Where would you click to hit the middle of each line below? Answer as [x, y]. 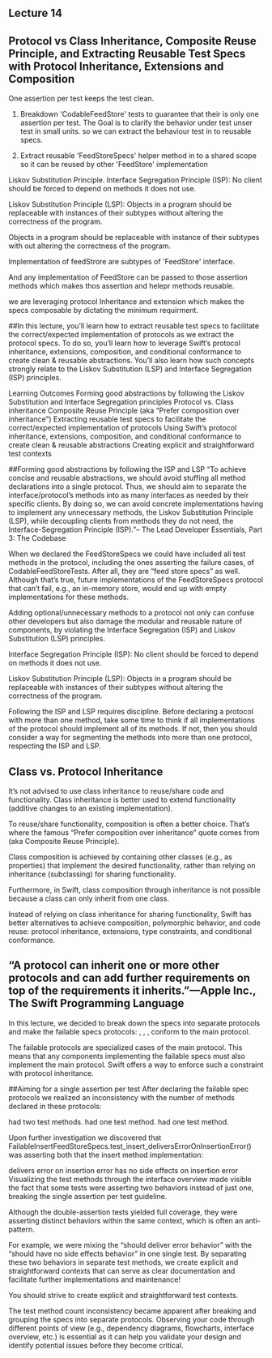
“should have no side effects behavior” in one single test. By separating [127, 1253]
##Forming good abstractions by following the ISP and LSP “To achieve [127, 469]
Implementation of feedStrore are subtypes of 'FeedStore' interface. [122, 262]
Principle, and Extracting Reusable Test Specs [127, 53]
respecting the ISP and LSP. [55, 746]
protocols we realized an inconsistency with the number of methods [121, 1097]
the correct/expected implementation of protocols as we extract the [121, 335]
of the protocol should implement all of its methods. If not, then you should [133, 729]
